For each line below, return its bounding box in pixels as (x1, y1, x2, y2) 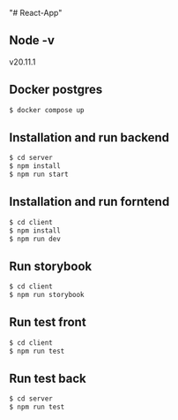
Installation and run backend (9, 130, 170, 145)
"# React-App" (9, 8, 63, 18)
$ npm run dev (9, 234, 62, 243)
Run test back (9, 370, 86, 386)
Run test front (9, 315, 86, 330)
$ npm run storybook (9, 291, 85, 300)
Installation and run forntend (9, 195, 170, 210)
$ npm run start (9, 170, 69, 179)
